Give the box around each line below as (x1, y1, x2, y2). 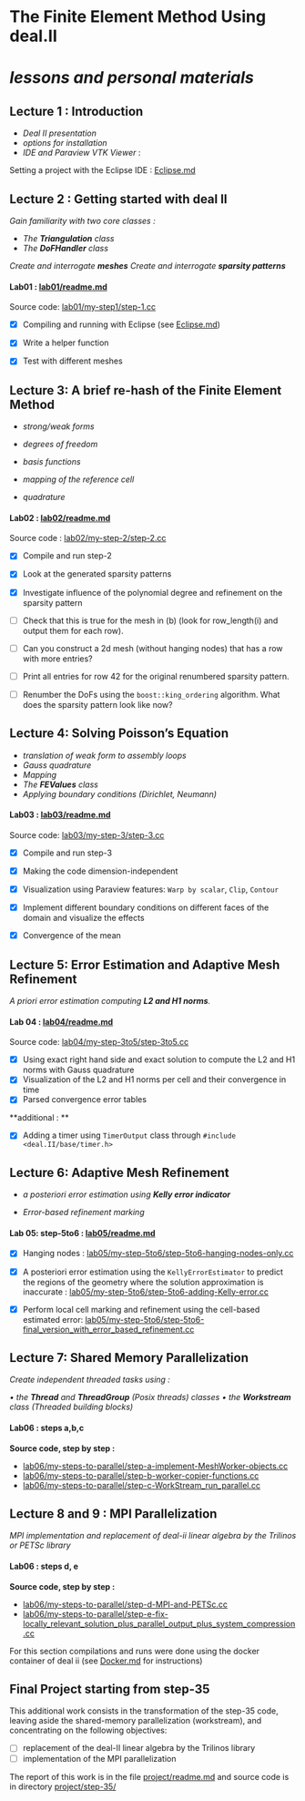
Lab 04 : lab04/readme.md (9, 1016, 114, 1027)
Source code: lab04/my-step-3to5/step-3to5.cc (9, 1037, 189, 1048)
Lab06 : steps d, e (9, 1561, 79, 1572)
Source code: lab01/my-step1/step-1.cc (9, 302, 157, 312)
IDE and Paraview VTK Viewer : (22, 148, 141, 159)
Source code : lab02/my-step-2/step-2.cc (9, 533, 167, 544)
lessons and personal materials (9, 67, 255, 88)
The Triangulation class (22, 233, 115, 243)
